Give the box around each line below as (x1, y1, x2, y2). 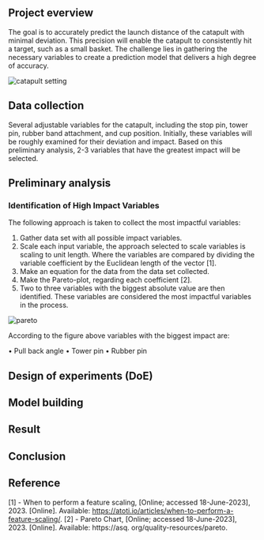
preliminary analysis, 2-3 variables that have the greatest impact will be (8, 145, 241, 155)
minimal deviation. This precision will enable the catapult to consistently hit (8, 36, 252, 45)
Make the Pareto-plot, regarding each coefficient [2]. (19, 276, 192, 285)
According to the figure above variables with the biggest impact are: (8, 331, 230, 340)
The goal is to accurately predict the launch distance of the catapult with (8, 27, 245, 36)
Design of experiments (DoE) (8, 369, 153, 382)
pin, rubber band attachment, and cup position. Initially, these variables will (8, 128, 253, 137)
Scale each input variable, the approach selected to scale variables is (19, 242, 247, 251)
